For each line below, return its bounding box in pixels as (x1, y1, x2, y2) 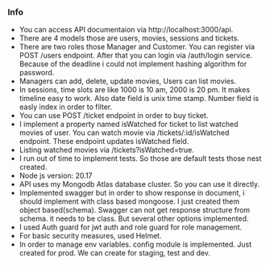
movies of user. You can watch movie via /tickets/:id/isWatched (19, 128, 230, 137)
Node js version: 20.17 (19, 171, 93, 180)
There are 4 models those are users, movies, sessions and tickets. (19, 33, 239, 43)
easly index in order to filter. (19, 102, 113, 112)
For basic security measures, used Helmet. (19, 231, 162, 241)
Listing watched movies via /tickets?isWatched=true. (19, 145, 194, 155)
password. (19, 68, 55, 78)
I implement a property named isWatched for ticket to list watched (19, 120, 239, 129)
